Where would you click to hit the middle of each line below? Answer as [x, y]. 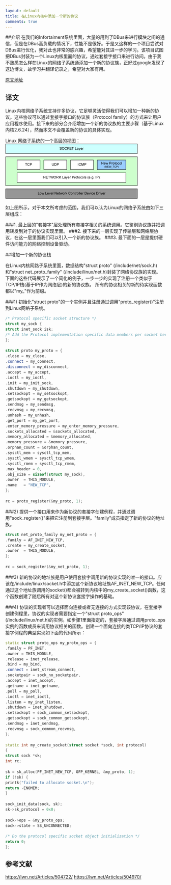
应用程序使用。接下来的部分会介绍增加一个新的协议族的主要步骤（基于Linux [84, 124]
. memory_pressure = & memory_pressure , [46, 442]
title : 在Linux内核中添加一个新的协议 [42, 16]
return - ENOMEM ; [22, 788]
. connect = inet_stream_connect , [41, 670]
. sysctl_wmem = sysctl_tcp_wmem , [41, 458]
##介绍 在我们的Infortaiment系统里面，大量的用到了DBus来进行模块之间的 [83, 37]
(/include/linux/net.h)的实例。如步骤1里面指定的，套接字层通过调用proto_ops [85, 620]
